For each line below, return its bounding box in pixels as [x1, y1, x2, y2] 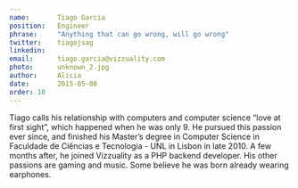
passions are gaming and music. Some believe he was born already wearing [9, 159, 290, 170]
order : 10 [9, 87, 46, 96]
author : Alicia [9, 71, 82, 80]
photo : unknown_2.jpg [9, 63, 110, 72]
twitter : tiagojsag [9, 37, 94, 47]
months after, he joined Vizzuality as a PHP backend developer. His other [9, 150, 278, 160]
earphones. [9, 168, 52, 179]
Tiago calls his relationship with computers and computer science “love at [9, 112, 281, 123]
